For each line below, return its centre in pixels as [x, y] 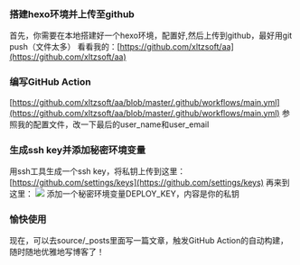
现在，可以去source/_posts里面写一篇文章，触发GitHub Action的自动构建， [149, 241]
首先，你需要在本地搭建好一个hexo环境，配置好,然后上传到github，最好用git [151, 36]
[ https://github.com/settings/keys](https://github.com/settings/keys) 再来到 [150, 182]
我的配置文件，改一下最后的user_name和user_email [113, 124]
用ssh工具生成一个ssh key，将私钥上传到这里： [98, 171]
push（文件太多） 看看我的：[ [65, 47]
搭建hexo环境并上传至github [72, 14]
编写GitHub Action [51, 82]
